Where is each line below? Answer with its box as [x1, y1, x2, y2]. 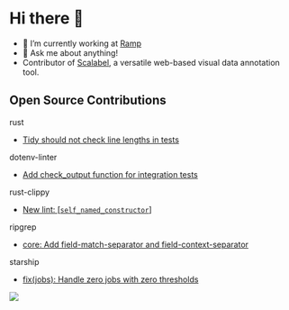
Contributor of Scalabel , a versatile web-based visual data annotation [22, 57, 281, 68]
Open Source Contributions [9, 93, 167, 108]
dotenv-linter [9, 151, 58, 162]
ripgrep [9, 221, 37, 232]
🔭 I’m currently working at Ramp [22, 38, 142, 49]
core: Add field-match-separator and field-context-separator [22, 239, 249, 250]
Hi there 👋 [9, 8, 84, 29]
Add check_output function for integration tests [22, 169, 198, 179]
